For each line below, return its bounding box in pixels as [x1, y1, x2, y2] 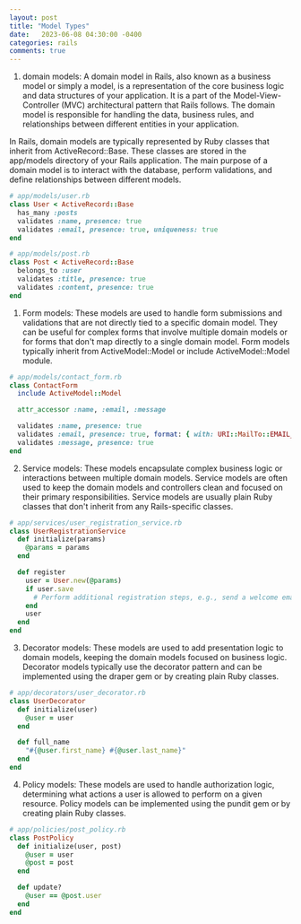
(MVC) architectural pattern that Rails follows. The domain [61, 100, 276, 110]
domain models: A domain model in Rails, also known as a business [21, 71, 271, 82]
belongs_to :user [17, 266, 82, 275]
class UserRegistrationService [9, 527, 126, 536]
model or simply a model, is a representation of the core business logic [21, 81, 285, 92]
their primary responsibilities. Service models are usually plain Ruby [21, 491, 273, 502]
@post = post [25, 859, 74, 867]
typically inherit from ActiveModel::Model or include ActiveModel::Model [21, 345, 290, 356]
